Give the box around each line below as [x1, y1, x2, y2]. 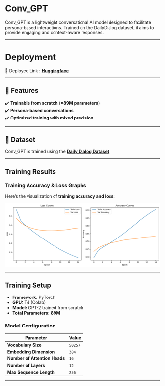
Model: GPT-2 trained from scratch [12, 304, 83, 310]
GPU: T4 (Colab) [12, 299, 46, 305]
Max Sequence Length [7, 369, 55, 375]
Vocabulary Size [7, 342, 42, 348]
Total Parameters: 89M [12, 310, 60, 316]
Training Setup [5, 281, 52, 290]
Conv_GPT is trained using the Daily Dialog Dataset [5, 148, 110, 154]
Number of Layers [7, 362, 45, 368]
